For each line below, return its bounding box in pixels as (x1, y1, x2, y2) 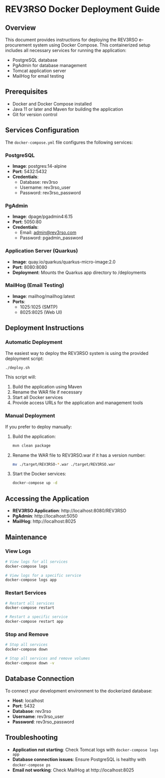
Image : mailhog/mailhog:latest (12, 293, 75, 299)
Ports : (12, 298, 26, 304)
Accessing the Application (5, 494, 89, 503)
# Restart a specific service (5, 614, 68, 619)
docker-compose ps (12, 762, 51, 767)
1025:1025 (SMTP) (19, 304, 58, 310)
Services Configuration (5, 126, 79, 135)
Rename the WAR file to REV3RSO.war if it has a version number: (12, 452, 146, 458)
